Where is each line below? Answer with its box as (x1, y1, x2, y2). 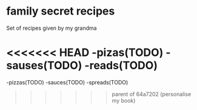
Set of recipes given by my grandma (6, 24, 97, 32)
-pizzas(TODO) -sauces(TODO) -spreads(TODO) (6, 78, 129, 86)
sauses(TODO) (6, 59, 82, 72)
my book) (112, 97, 136, 104)
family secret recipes (6, 4, 115, 18)
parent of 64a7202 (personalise (112, 90, 192, 98)
